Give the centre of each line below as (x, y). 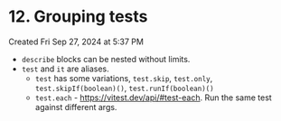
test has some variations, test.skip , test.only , (124, 78)
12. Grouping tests (78, 17)
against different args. (76, 107)
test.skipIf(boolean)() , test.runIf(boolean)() (124, 88)
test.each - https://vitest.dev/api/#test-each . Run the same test (153, 98)
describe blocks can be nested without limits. (106, 59)
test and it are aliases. (65, 69)
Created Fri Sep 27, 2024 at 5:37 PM (76, 42)
